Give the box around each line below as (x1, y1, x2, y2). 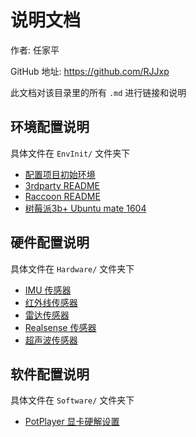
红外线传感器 (24, 296, 78, 308)
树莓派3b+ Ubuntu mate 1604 (24, 202, 147, 214)
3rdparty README (24, 179, 101, 191)
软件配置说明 (10, 366, 90, 383)
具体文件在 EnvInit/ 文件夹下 (10, 147, 131, 159)
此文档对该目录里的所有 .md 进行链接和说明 (10, 86, 187, 98)
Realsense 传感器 (24, 321, 97, 333)
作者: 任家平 (10, 44, 60, 56)
